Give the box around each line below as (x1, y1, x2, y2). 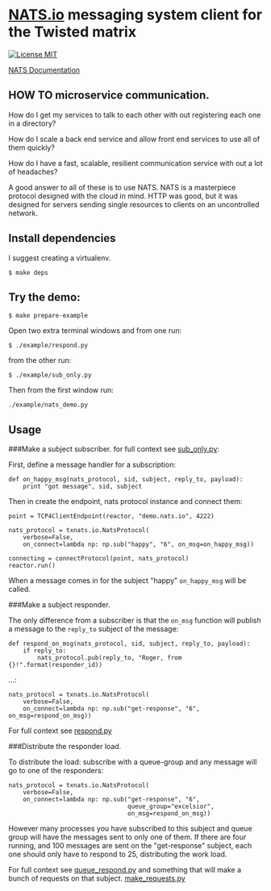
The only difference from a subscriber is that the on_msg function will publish (8, 615, 261, 626)
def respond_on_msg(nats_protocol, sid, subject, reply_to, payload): (8, 639, 251, 648)
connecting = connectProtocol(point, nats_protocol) (8, 555, 190, 563)
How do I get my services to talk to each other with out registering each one (8, 110, 261, 119)
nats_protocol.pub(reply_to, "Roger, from (37, 654, 182, 662)
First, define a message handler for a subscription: (8, 460, 176, 469)
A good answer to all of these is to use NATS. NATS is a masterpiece (8, 182, 236, 192)
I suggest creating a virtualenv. (8, 252, 111, 263)
